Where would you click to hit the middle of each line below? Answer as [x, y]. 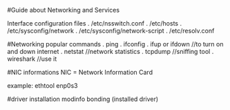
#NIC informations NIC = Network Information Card [80, 72]
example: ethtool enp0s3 [42, 85]
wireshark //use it [32, 59]
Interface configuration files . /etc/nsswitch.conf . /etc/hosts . [94, 23]
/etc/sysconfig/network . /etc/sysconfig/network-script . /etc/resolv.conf [111, 31]
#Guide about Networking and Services [63, 10]
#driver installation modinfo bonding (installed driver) [83, 99]
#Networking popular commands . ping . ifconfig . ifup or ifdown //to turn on [115, 44]
